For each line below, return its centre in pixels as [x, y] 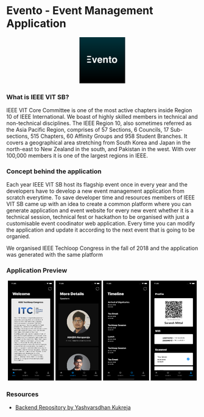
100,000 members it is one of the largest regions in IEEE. [77, 155]
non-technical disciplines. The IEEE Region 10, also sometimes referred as [99, 123]
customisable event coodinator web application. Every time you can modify [100, 224]
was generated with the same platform [55, 255]
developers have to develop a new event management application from [95, 191]
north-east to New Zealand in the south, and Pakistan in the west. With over [101, 149]
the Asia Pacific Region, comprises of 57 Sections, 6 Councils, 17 [88, 130]
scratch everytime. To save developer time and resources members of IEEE [101, 198]
